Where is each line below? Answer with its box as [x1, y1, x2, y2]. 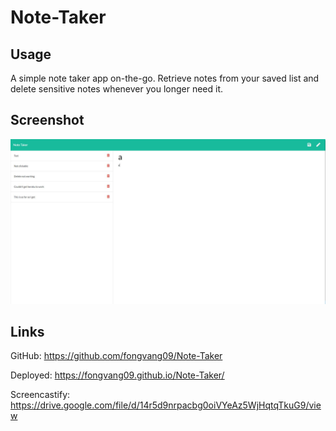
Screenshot [10, 112, 85, 129]
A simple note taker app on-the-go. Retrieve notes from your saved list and [10, 72, 320, 84]
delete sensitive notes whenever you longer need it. [10, 83, 224, 95]
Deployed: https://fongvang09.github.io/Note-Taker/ [10, 369, 225, 381]
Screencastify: [10, 389, 71, 401]
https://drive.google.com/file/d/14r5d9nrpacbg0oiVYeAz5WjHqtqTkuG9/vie [10, 399, 322, 411]
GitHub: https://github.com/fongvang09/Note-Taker [10, 350, 223, 362]
